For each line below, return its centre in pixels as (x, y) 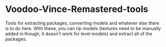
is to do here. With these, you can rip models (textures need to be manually (83, 28)
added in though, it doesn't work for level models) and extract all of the (79, 33)
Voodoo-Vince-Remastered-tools (77, 9)
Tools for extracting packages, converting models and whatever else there (82, 23)
